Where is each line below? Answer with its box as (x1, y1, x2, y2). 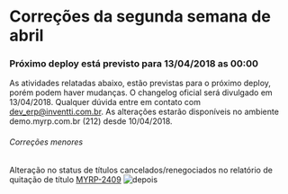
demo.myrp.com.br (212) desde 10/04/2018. (9, 116, 173, 127)
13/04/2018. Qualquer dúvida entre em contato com (9, 97, 201, 108)
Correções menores (9, 137, 84, 147)
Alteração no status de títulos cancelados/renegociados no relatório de (9, 164, 273, 175)
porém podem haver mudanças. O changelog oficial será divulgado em (9, 87, 273, 98)
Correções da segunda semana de (9, 6, 272, 27)
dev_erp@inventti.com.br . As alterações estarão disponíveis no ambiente (9, 106, 279, 118)
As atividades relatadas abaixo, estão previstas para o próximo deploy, (9, 78, 272, 89)
